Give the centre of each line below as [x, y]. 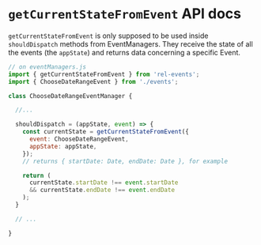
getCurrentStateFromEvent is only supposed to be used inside [108, 36]
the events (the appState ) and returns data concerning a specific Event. [125, 52]
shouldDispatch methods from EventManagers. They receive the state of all [130, 43]
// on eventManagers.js [47, 67]
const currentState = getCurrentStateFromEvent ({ [106, 132]
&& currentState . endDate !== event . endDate [102, 190]
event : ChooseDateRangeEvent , [79, 139]
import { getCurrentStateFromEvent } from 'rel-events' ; [104, 74]
